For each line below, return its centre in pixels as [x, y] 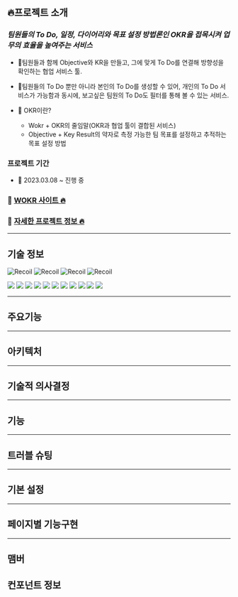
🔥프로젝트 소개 [38, 13]
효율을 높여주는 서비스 [58, 45]
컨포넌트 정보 [34, 585]
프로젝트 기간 [28, 163]
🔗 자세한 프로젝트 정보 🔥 [46, 221]
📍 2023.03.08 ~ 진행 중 [51, 180]
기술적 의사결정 [39, 386]
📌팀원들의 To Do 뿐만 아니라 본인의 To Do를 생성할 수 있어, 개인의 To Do [118, 86]
